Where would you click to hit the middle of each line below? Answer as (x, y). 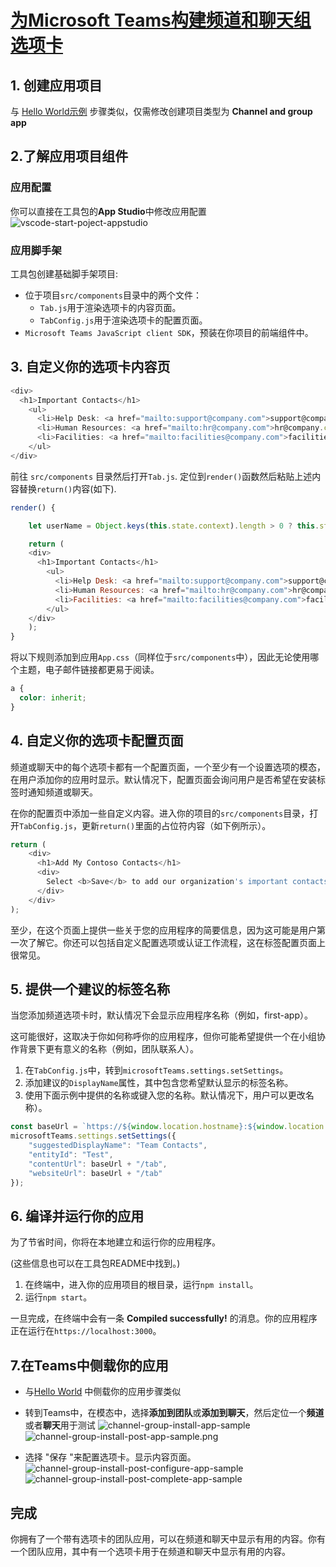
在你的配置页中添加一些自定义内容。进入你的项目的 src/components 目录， (160, 813)
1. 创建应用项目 (56, 85)
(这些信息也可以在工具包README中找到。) (95, 1263)
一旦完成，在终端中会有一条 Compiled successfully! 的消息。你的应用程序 (164, 1318)
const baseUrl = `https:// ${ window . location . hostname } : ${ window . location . (169, 1127)
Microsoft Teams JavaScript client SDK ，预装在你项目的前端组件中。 (169, 332)
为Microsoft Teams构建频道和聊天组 (161, 20)
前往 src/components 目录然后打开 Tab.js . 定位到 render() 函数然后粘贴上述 (161, 476)
